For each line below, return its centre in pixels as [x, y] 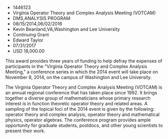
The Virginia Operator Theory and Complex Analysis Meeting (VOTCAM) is [84, 87]
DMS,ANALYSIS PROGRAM [41, 18]
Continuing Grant [31, 35]
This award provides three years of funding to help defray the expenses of [84, 61]
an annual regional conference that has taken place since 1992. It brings [81, 93]
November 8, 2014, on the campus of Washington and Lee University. [79, 77]
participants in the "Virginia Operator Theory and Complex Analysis [76, 66]
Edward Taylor [28, 40]
